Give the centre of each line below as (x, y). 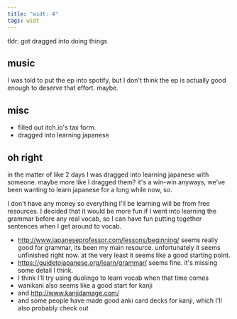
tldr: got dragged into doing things (57, 41)
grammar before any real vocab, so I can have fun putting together (105, 219)
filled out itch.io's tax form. (57, 127)
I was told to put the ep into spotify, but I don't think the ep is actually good (117, 80)
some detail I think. (45, 270)
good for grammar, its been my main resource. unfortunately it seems (119, 247)
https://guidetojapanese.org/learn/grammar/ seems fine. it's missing (117, 262)
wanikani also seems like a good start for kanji (85, 285)
